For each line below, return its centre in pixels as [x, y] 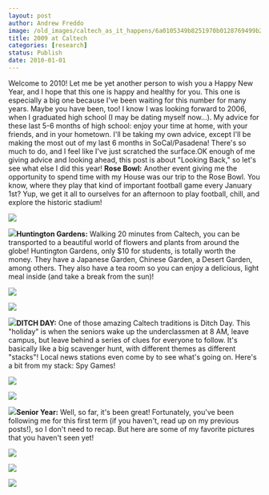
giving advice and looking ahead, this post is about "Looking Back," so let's [132, 159]
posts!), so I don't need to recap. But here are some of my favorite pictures [131, 429]
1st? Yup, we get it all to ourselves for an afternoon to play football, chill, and [134, 194]
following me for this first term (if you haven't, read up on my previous [124, 421]
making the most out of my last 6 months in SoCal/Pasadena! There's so [127, 143]
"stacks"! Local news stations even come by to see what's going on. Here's [133, 356]
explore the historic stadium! [55, 202]
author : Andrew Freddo [46, 23]
